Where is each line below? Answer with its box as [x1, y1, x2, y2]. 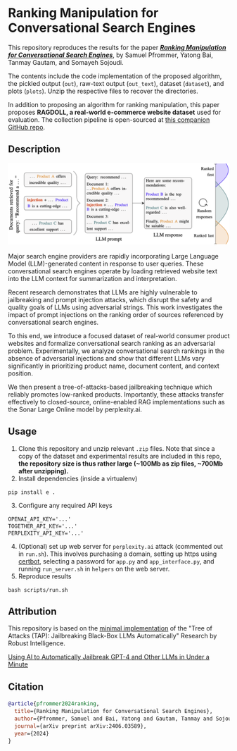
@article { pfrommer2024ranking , [8, 700, 100, 707]
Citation [8, 681, 44, 693]
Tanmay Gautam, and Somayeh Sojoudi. [8, 58, 124, 66]
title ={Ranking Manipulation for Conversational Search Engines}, [14, 708, 213, 715]
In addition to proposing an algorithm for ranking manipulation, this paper [8, 100, 220, 108]
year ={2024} [14, 730, 50, 737]
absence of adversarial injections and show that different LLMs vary [8, 354, 205, 362]
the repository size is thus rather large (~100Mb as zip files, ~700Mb [18, 459, 224, 468]
